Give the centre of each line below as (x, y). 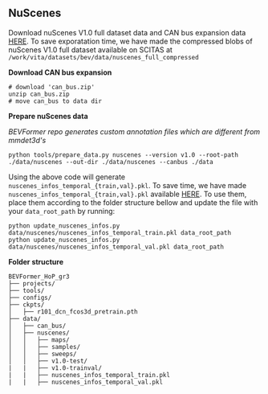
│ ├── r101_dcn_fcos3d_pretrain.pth (73, 312)
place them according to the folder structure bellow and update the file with (133, 202)
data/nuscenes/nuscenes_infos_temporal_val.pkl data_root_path (116, 247)
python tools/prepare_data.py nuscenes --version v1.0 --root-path (124, 155)
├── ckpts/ (26, 305)
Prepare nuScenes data (48, 116)
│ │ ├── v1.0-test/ (48, 361)
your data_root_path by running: (62, 211)
